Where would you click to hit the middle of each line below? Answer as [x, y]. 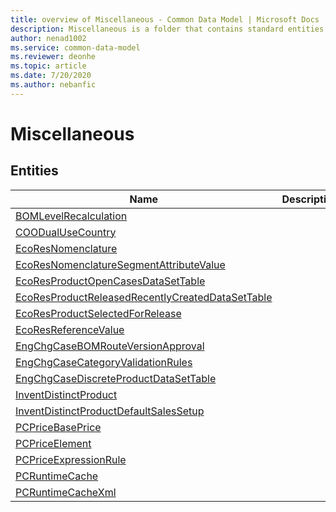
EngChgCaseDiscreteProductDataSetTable [116, 378]
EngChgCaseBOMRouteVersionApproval [110, 346]
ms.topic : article [48, 66]
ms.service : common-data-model [75, 47]
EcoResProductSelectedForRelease [98, 313]
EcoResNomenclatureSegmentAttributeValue [120, 264]
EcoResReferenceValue [70, 329]
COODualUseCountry [66, 232]
